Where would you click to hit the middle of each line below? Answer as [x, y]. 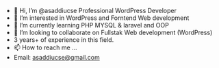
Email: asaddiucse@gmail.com [57, 57]
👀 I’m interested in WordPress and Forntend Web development [101, 18]
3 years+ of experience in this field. [64, 40]
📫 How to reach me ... [45, 47]
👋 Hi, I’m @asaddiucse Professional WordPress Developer [95, 11]
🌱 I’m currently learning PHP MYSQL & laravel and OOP [91, 25]
